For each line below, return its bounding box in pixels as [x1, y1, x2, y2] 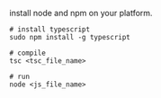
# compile [9, 49, 47, 58]
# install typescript [9, 25, 91, 34]
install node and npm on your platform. [9, 8, 153, 18]
